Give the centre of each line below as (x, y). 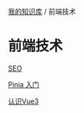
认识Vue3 (23, 101)
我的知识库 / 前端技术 (42, 11)
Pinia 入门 (24, 84)
